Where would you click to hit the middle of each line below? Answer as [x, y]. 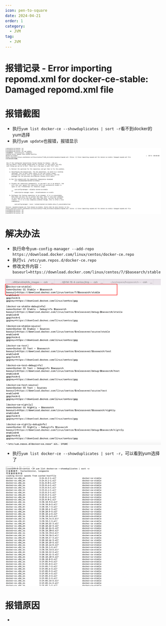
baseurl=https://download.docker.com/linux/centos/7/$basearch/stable [86, 272]
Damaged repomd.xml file [59, 90]
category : [15, 26]
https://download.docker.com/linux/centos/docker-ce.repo [73, 255]
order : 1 [14, 21]
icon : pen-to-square [26, 10]
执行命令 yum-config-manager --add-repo [53, 249]
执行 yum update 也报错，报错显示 [45, 141]
